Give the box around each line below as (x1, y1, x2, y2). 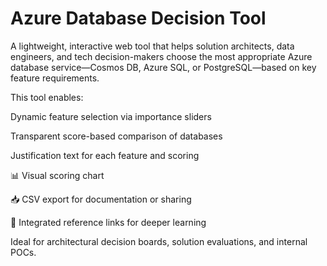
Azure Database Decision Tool (10, 7, 267, 30)
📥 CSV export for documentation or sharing (10, 193, 192, 205)
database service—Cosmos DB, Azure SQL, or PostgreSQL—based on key (10, 61, 317, 73)
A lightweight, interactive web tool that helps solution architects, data (10, 40, 295, 52)
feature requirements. (10, 72, 100, 84)
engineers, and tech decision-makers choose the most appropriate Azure (10, 50, 313, 62)
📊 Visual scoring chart (10, 169, 105, 181)
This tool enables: (10, 91, 84, 103)
